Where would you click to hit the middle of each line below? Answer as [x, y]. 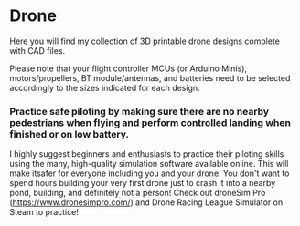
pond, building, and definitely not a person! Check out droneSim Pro [138, 193]
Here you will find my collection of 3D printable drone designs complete [145, 41]
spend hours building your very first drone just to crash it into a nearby [143, 183]
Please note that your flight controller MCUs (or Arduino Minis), [129, 68]
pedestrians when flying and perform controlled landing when [150, 122]
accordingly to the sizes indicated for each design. [105, 87]
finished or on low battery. [70, 134]
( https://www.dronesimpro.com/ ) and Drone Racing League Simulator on [146, 202]
